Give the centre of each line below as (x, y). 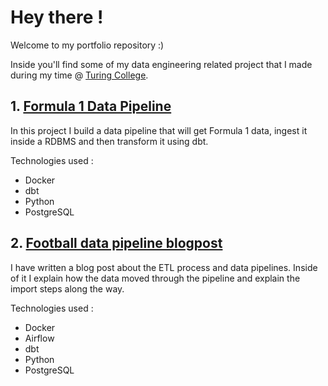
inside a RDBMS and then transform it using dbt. (109, 141)
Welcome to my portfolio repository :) (87, 45)
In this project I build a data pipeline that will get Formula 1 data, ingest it (159, 130)
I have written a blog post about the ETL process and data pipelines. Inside (164, 267)
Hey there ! (57, 17)
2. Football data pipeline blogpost (116, 243)
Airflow (39, 338)
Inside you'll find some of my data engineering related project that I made (161, 64)
